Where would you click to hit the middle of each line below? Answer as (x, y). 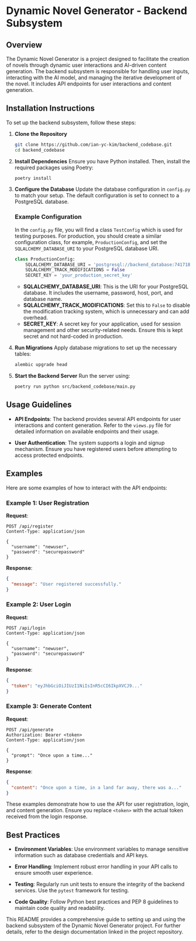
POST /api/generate (30, 730)
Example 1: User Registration (48, 503)
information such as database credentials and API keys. (82, 856)
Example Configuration (48, 217)
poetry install (33, 178)
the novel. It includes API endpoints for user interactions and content (89, 84)
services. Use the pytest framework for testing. (72, 891)
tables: (23, 354)
